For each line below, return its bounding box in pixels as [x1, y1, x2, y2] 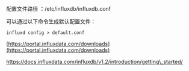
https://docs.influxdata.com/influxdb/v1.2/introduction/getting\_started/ [6, 58, 184, 65]
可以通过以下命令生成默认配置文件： [6, 18, 96, 25]
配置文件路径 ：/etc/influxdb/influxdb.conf [6, 5, 111, 12]
